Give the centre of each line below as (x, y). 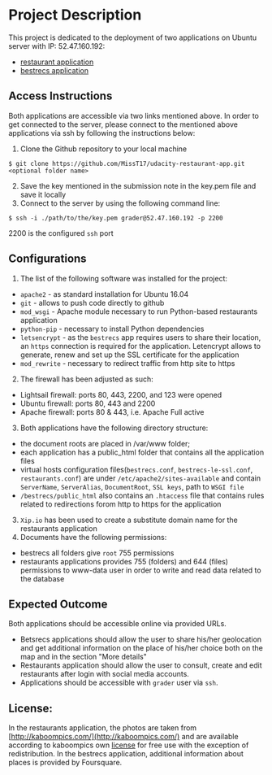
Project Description (75, 15)
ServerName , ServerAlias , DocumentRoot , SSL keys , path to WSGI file (132, 486)
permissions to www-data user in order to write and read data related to (140, 570)
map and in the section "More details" (84, 657)
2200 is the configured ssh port (61, 233)
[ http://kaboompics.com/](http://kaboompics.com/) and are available (123, 737)
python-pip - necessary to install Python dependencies (112, 329)
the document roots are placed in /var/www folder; (105, 443)
